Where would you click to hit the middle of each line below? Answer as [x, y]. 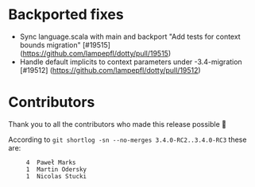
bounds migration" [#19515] [65, 44]
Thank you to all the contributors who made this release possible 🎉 [117, 124]
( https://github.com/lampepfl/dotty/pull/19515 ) [95, 53]
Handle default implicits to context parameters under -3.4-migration [131, 62]
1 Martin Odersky [56, 169]
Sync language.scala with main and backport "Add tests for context [130, 36]
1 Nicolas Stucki [56, 176]
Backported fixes [66, 15]
